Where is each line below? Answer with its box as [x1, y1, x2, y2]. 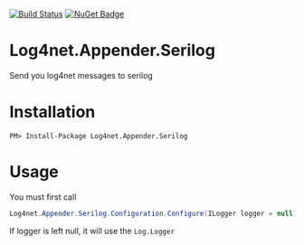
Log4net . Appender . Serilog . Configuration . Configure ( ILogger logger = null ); [9, 209, 301, 218]
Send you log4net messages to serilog [9, 70, 154, 80]
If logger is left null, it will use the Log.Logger [9, 225, 175, 236]
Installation [9, 102, 96, 122]
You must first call [9, 191, 77, 203]
